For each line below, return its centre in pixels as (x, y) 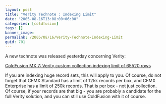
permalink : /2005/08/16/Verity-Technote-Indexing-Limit (64, 38)
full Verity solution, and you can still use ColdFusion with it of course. (76, 96)
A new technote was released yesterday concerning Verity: (65, 56)
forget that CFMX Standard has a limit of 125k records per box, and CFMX (81, 80)
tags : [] (14, 28)
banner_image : (20, 33)
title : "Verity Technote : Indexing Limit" (51, 14)
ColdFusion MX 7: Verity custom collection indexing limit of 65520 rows (78, 65)
